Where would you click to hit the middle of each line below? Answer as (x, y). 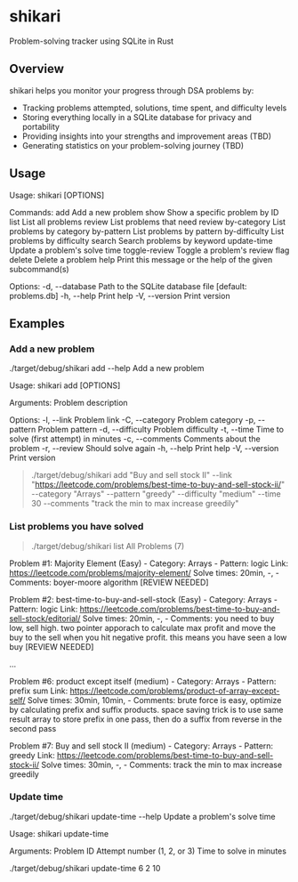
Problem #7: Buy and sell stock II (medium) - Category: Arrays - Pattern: (141, 746)
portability (41, 126)
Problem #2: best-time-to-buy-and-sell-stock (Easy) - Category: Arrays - (144, 599)
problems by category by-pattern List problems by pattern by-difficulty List (147, 231)
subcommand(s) (39, 269)
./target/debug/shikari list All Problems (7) (108, 546)
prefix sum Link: (39, 691)
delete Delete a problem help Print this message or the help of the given (141, 259)
